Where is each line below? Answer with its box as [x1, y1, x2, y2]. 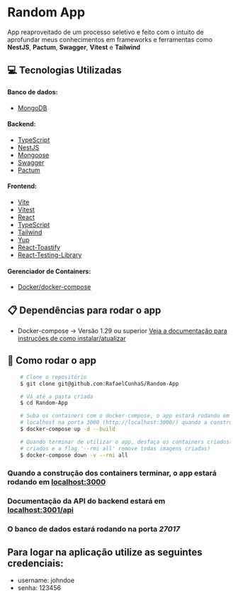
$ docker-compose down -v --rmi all [20, 452, 129, 459]
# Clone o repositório [20, 374, 87, 381]
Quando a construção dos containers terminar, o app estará [7, 468, 217, 478]
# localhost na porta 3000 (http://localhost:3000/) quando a [20, 419, 208, 426]
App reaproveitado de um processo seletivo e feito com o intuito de [7, 28, 204, 36]
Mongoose [17, 151, 50, 159]
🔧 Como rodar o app [7, 354, 97, 366]
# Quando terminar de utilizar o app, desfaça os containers [20, 438, 204, 445]
